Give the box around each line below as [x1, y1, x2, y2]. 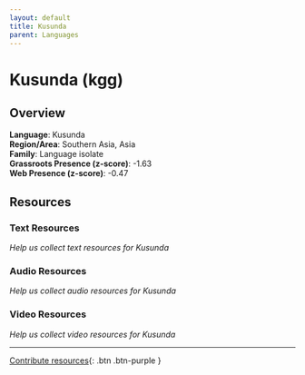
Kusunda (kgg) [9, 69, 124, 90]
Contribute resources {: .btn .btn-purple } [9, 355, 162, 366]
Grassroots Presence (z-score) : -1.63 [9, 158, 152, 169]
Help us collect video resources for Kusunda [9, 329, 176, 340]
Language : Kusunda [9, 129, 86, 141]
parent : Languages [9, 30, 79, 39]
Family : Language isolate [9, 149, 104, 160]
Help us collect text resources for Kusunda [9, 242, 170, 253]
